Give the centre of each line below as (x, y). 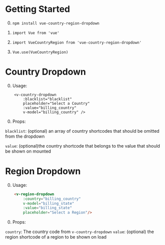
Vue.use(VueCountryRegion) (40, 52)
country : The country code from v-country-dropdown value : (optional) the (80, 232)
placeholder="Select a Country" (57, 103)
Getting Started (38, 9)
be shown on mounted (28, 151)
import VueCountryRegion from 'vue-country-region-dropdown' (77, 42)
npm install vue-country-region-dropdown (56, 23)
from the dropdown (25, 136)
